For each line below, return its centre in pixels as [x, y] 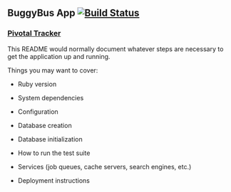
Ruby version [37, 84]
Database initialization [50, 139]
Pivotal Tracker [34, 33]
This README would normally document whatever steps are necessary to [115, 49]
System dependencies [51, 97]
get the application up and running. [59, 56]
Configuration [38, 112]
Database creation [45, 125]
